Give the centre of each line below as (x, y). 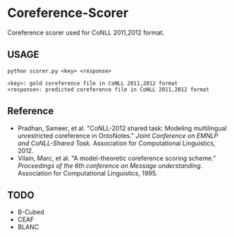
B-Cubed (31, 212)
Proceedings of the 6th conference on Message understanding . (110, 165)
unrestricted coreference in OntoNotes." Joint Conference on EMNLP (118, 135)
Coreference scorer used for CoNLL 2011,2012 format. (86, 32)
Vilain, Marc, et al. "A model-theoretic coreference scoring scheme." (117, 158)
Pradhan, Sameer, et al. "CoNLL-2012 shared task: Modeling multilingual (122, 128)
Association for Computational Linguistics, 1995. (87, 173)
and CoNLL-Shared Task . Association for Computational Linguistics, (117, 143)
